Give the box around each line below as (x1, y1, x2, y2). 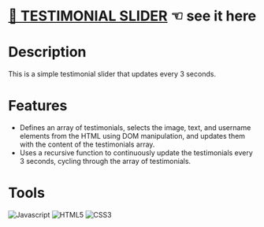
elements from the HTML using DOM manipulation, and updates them (19, 132, 246, 141)
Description (8, 43, 87, 61)
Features (8, 97, 68, 115)
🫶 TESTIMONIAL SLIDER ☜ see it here (8, 7, 257, 25)
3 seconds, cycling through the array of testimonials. (19, 157, 191, 166)
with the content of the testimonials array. (19, 140, 155, 149)
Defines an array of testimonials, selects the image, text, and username (19, 123, 251, 132)
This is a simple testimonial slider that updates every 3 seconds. (8, 69, 217, 79)
